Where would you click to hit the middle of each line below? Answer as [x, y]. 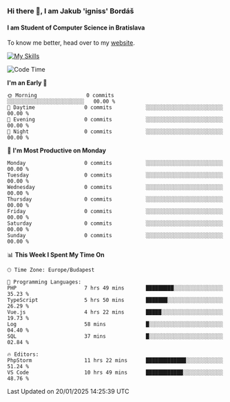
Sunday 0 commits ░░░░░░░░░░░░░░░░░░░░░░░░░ [115, 236]
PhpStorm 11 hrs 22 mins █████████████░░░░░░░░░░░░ [115, 361]
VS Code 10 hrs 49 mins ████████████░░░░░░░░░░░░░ [115, 373]
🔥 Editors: [23, 354]
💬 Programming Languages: [44, 282]
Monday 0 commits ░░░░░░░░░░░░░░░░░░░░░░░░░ [115, 163]
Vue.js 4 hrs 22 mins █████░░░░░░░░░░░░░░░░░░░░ [115, 312]
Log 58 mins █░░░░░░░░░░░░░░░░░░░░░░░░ [115, 324]
